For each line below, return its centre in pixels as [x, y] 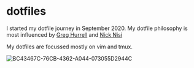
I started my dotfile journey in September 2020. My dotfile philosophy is [97, 28]
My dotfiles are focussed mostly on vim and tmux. [70, 47]
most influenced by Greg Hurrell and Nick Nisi [64, 34]
